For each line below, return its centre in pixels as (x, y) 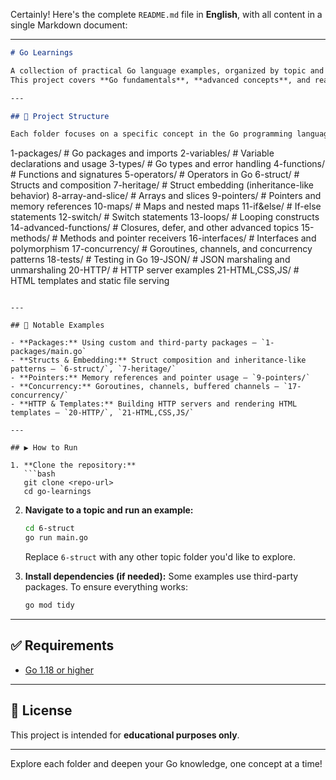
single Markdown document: (69, 25)
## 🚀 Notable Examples (57, 325)
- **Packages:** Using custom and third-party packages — (133, 343)
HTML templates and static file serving (90, 281)
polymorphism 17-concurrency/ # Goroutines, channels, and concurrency (161, 249)
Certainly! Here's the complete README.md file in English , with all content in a (166, 14)
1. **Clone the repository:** (73, 465)
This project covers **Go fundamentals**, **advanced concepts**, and (160, 80)
